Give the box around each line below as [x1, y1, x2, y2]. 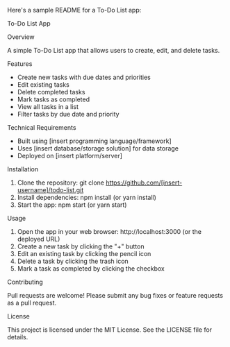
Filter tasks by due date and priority [17, 110, 120, 118]
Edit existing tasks [17, 81, 69, 89]
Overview [7, 33, 35, 41]
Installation [7, 165, 39, 173]
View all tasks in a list [17, 103, 79, 110]
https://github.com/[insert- [105, 178, 183, 187]
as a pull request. [7, 298, 57, 307]
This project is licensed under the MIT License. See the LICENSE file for [7, 325, 213, 334]
